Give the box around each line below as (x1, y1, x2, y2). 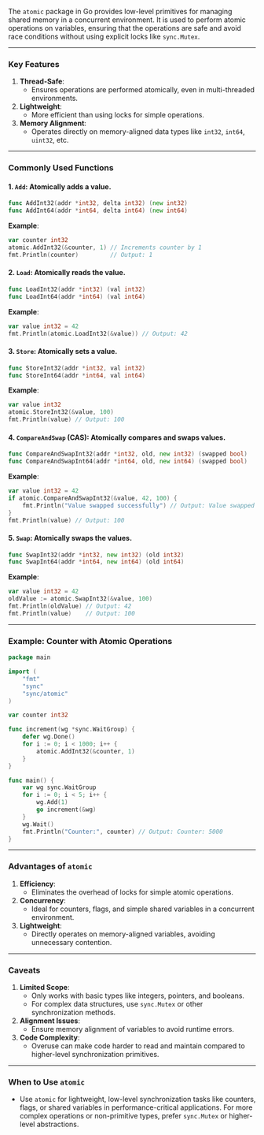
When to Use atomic (8, 1076, 85, 1087)
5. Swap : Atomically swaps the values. (8, 534, 132, 542)
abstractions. (36, 1119, 79, 1129)
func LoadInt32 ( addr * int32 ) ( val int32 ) (8, 285, 146, 293)
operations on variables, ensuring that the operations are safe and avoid (8, 24, 242, 32)
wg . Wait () (22, 820, 55, 828)
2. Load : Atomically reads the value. (8, 268, 126, 277)
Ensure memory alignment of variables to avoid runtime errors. (31, 1025, 234, 1033)
